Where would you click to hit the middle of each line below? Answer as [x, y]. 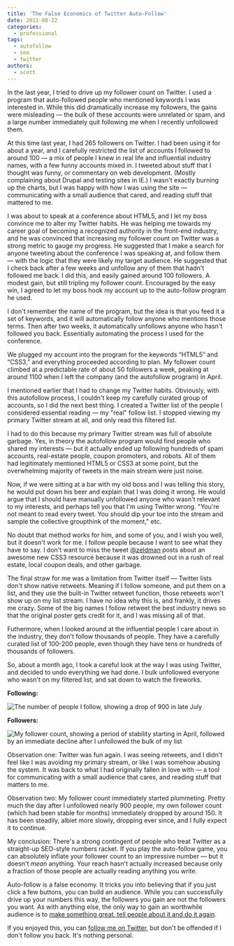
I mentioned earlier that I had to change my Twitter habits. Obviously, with [113, 390]
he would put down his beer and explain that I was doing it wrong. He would [116, 492]
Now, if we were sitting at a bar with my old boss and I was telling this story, [116, 484]
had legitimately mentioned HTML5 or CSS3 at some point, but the [103, 463]
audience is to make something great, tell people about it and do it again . [112, 914]
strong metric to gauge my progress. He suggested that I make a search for [116, 245]
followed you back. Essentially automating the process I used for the [105, 334]
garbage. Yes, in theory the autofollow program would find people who [109, 440]
